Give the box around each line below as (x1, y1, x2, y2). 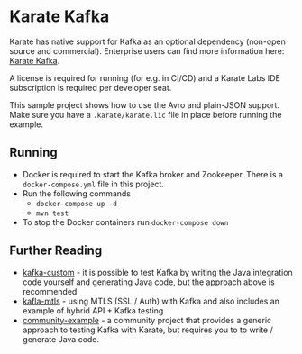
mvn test (35, 209, 69, 218)
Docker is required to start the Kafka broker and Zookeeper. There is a (22, 168, 284, 179)
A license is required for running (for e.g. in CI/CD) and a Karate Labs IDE (9, 72, 281, 83)
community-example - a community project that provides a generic (22, 314, 272, 325)
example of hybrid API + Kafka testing (22, 304, 164, 316)
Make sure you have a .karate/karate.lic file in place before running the (9, 109, 282, 120)
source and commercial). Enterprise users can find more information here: (9, 45, 285, 56)
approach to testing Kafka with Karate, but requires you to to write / (22, 324, 273, 335)
